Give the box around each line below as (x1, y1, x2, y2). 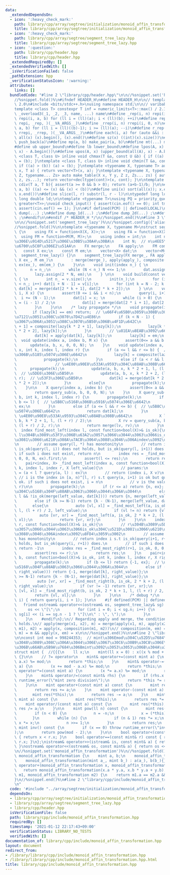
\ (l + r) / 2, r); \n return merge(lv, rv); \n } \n (14, 423, 164, 428)
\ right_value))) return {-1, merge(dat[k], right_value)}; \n (14, 569, 148, 574)
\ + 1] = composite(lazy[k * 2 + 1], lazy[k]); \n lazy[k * (14, 323, 166, 329)
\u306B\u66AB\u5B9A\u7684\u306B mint (14, 645, 92, 650)
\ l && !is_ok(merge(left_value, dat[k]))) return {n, (14, 494, 133, 499)
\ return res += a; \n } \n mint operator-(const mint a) (14, 687, 164, 692)
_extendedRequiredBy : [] (10, 59, 62, 64)
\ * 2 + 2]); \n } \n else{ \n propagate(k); (14, 380, 162, 385)
